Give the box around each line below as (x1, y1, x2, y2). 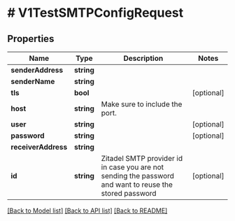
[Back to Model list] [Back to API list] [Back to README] (7, 206, 168, 215)
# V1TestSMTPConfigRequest (7, 5, 184, 21)
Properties (7, 33, 55, 45)
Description (123, 54, 164, 63)
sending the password (101, 171, 175, 180)
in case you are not (101, 162, 164, 172)
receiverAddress (10, 142, 68, 152)
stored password (101, 189, 157, 198)
